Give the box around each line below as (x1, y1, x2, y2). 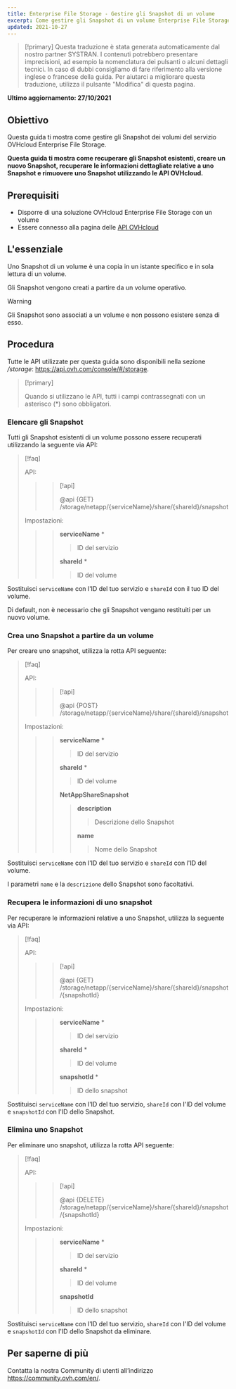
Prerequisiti (7, 189, 60, 201)
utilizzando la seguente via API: (7, 440, 98, 449)
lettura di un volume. (7, 269, 67, 278)
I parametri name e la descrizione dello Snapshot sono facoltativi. (7, 880, 195, 888)
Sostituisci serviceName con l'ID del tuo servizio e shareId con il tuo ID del (7, 584, 219, 592)
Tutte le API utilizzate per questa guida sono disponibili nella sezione (7, 357, 206, 366)
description (77, 804, 112, 813)
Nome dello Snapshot (94, 845, 157, 854)
